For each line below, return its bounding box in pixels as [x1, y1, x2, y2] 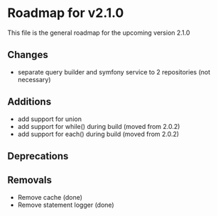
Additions [7, 96, 52, 108]
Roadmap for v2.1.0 [7, 5, 124, 21]
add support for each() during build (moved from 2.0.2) [17, 130, 180, 138]
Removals [7, 174, 52, 186]
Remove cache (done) [17, 193, 83, 201]
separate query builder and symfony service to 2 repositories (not [17, 67, 211, 76]
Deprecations [7, 150, 69, 162]
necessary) [17, 75, 51, 84]
